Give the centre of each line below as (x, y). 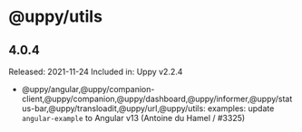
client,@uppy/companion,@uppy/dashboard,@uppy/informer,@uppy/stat (157, 99)
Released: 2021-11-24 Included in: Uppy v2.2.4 (96, 71)
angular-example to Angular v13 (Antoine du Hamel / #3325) (133, 118)
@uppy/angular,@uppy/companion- (88, 89)
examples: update (241, 108)
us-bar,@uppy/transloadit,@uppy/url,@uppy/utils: (113, 108)
